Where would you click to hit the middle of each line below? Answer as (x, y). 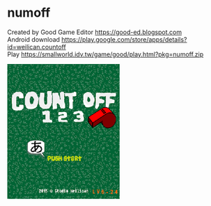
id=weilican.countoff (37, 47)
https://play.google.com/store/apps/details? (124, 39)
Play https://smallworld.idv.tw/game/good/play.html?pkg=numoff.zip (105, 54)
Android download (34, 39)
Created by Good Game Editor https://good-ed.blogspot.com (95, 32)
